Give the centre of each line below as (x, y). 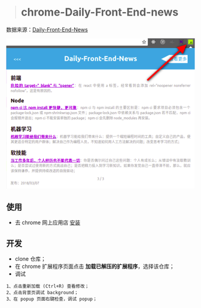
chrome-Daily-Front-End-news (100, 12)
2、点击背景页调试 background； (42, 293)
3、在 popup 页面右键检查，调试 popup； (52, 299)
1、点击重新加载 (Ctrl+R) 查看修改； (48, 286)
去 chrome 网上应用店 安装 (48, 223)
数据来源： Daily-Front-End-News (47, 29)
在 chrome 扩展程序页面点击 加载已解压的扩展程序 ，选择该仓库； (95, 267)
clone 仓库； (30, 259)
